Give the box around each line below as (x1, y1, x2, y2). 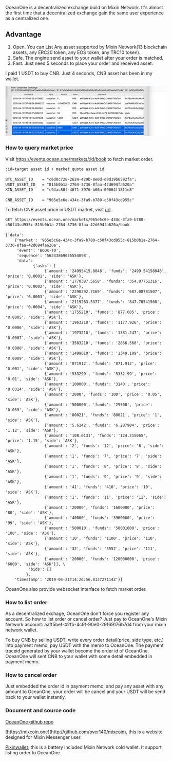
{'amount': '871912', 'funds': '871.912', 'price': (44, 361, 158, 366)
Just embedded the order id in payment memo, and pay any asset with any (5, 683, 164, 690)
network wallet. (5, 627, 38, 633)
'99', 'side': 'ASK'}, (5, 520, 54, 526)
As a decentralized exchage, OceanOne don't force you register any (5, 610, 149, 617)
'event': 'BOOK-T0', (16, 248, 61, 253)
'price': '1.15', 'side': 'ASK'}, (5, 438, 80, 443)
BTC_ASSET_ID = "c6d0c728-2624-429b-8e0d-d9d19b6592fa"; (5, 177, 137, 182)
